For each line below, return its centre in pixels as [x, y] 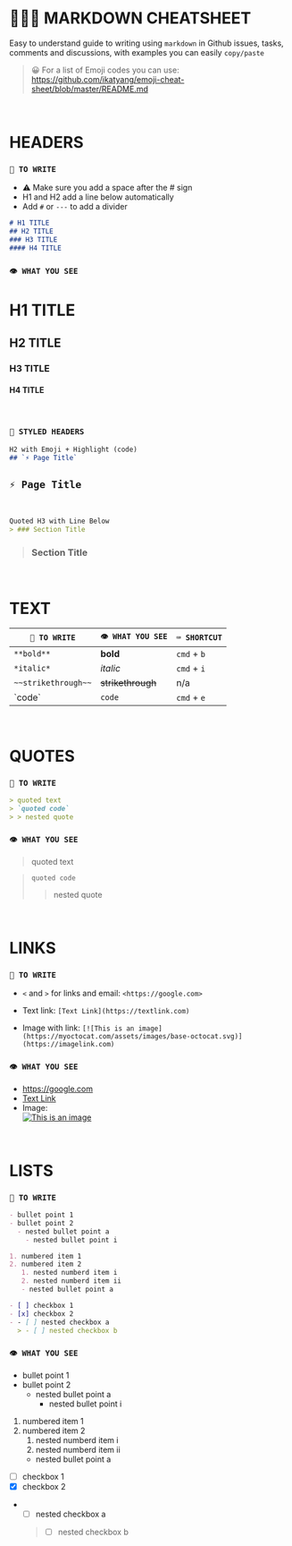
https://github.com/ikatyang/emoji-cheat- [108, 79]
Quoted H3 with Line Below [59, 521]
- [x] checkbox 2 [42, 1314]
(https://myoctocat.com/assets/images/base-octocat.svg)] [132, 1037]
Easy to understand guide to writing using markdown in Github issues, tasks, [146, 43]
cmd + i [191, 669]
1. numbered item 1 [46, 1256]
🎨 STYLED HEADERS [47, 432]
